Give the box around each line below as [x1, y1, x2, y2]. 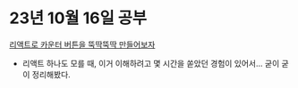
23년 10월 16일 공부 [9, 8, 148, 28]
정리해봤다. [31, 68, 72, 80]
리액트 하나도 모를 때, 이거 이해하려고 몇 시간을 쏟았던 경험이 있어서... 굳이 [21, 58, 280, 68]
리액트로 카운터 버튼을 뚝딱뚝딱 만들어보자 [9, 39, 156, 50]
